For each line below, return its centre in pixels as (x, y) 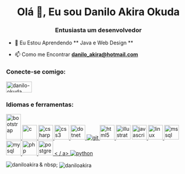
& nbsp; (49, 165)
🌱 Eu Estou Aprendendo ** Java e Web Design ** (74, 43)
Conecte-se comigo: (36, 72)
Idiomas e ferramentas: (40, 105)
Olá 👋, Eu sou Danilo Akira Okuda (98, 12)
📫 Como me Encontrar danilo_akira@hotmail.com (76, 54)
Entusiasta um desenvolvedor (98, 30)
